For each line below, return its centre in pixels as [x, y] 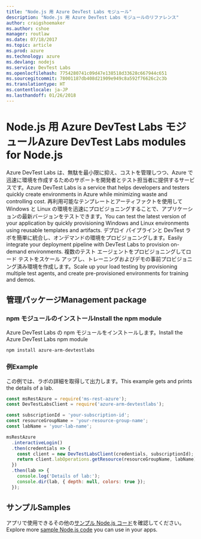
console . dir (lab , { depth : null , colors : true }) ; [81, 481]
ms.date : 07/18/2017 [32, 40]
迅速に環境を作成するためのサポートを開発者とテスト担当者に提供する [93, 180]
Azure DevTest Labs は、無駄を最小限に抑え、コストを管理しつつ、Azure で [100, 172]
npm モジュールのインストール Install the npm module [84, 318]
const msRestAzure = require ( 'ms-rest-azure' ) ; [67, 399]
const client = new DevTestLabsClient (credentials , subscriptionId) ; [106, 454]
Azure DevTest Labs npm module [47, 339]
